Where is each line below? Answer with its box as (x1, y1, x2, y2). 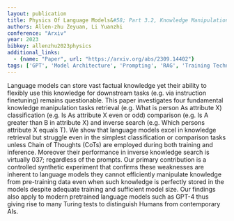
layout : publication (7, 10, 68, 17)
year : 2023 (7, 36, 39, 43)
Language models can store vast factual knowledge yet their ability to (7, 81, 207, 89)
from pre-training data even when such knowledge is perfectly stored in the (7, 177, 224, 185)
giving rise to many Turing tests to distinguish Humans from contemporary (7, 199, 221, 208)
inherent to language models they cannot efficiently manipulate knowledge (7, 170, 221, 178)
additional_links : (7, 49, 61, 56)
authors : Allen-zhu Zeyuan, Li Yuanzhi (7, 23, 123, 30)
